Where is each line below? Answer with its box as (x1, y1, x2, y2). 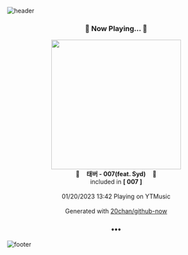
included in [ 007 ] (89, 178, 143, 186)
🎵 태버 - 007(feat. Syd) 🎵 (75, 170, 157, 178)
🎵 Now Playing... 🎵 (84, 23, 148, 33)
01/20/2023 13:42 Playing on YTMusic (62, 192, 171, 200)
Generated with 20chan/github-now (65, 207, 167, 216)
